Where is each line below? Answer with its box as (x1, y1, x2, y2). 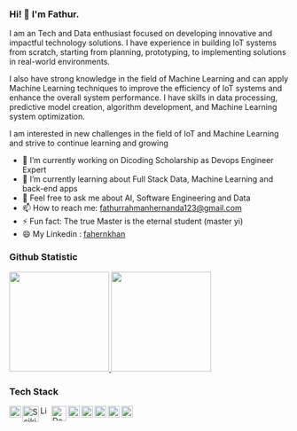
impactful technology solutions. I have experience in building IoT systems (9, 37, 277, 48)
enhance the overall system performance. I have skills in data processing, (9, 92, 278, 103)
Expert (21, 164, 47, 176)
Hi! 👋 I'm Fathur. (9, 8, 80, 20)
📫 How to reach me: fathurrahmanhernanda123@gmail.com (21, 203, 242, 214)
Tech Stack (9, 385, 59, 397)
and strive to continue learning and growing (9, 137, 168, 149)
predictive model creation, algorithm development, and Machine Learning (9, 102, 277, 113)
